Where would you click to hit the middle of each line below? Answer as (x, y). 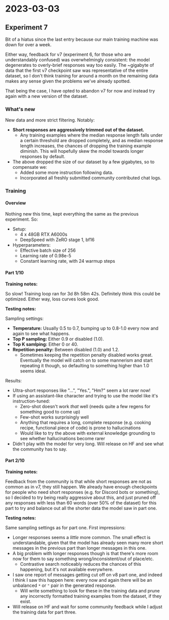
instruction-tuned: (31, 401)
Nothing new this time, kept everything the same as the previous (72, 214)
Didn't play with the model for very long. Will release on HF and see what (88, 444)
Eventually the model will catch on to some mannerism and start (86, 360)
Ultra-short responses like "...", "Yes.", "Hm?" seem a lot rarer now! (81, 390)
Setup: (19, 229)
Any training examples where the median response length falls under (91, 135)
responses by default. (43, 157)
